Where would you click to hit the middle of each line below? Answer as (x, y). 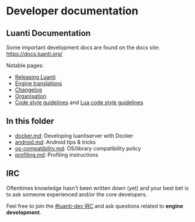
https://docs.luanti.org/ (34, 54)
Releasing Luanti (35, 77)
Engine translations (38, 83)
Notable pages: (25, 65)
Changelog (28, 90)
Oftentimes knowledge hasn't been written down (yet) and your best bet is (97, 188)
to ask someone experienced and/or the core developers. (77, 194)
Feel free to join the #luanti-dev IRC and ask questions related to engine (95, 206)
